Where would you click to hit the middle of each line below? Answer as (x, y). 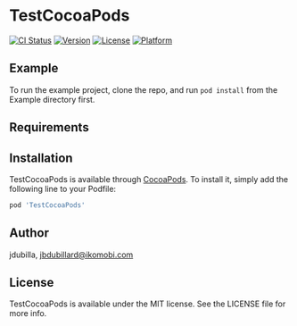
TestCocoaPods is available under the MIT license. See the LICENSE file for (148, 304)
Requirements (49, 127)
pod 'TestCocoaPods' (48, 205)
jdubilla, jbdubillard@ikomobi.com (71, 255)
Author (29, 233)
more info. (28, 313)
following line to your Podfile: (63, 188)
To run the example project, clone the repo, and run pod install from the (144, 89)
